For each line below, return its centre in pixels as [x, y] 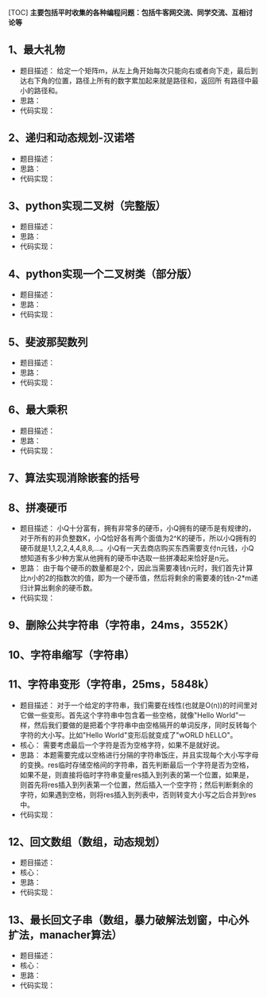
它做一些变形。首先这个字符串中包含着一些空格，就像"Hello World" [129, 715]
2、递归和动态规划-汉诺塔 [72, 138]
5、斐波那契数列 [48, 342]
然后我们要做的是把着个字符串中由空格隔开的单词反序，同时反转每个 [145, 725]
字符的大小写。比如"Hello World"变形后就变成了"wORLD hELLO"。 [128, 734]
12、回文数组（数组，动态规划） [87, 842]
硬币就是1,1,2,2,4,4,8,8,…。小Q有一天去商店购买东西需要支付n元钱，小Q [137, 548]
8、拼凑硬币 [38, 507]
